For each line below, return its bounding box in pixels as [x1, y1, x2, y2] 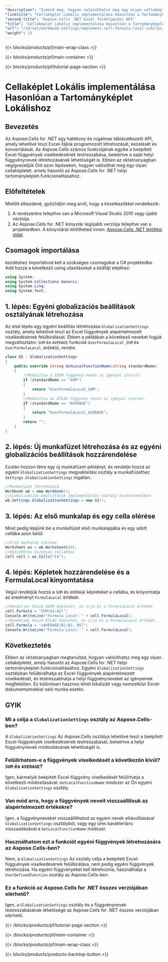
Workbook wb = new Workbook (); [5, 489, 70, 494]
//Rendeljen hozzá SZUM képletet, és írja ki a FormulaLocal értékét [5, 604, 153, 609]
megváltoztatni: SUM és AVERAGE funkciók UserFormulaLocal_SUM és [5, 339, 139, 345]
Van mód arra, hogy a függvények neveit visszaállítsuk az [5, 797, 148, 804]
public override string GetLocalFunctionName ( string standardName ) [14, 363, 157, 368]
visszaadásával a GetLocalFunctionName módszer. [5, 825, 106, 831]
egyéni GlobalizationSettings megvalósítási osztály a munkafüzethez [5, 469, 150, 475]
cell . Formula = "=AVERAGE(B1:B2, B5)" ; [5, 623, 88, 628]
